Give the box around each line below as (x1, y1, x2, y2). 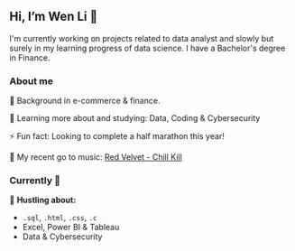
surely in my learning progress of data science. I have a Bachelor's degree (9, 42, 286, 53)
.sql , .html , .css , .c (22, 212, 97, 223)
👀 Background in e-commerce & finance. (9, 96, 161, 107)
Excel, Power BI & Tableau (22, 222, 120, 233)
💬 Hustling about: (9, 195, 77, 206)
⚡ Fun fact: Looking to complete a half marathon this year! (9, 131, 226, 142)
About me (9, 74, 54, 87)
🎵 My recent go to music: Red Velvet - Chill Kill (9, 152, 182, 163)
